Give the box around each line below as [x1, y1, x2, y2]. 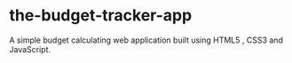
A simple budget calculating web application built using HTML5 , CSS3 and [9, 35, 284, 45]
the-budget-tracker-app [9, 5, 193, 26]
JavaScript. [9, 43, 51, 54]
